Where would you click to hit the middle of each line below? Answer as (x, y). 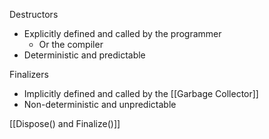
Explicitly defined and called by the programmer (122, 33)
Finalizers (29, 74)
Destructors (34, 14)
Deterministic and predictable (84, 55)
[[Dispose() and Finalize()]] (65, 123)
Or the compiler (71, 44)
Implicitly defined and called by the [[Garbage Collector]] (141, 93)
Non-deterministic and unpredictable (100, 104)
